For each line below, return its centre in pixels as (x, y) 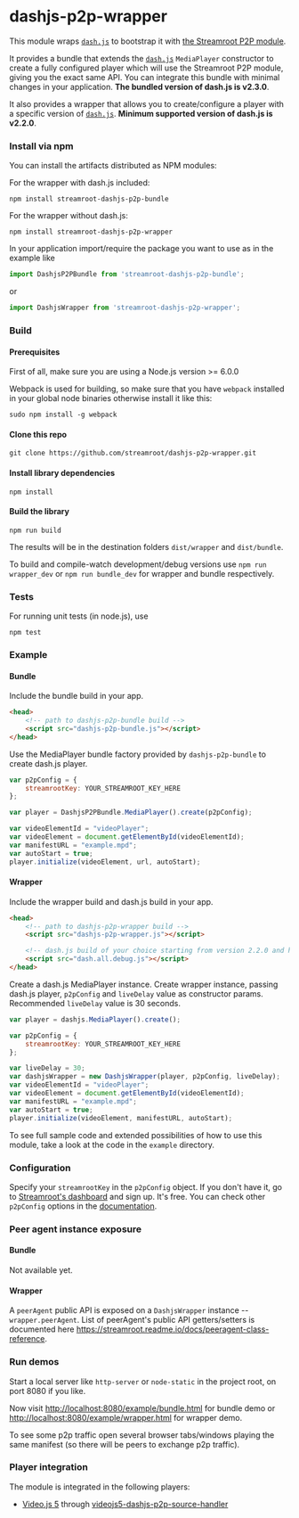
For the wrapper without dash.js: (69, 216)
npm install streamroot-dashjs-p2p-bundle (89, 199)
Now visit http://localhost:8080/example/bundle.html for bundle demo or (142, 1408)
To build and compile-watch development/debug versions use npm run (138, 564)
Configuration (40, 1168)
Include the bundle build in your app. (77, 696)
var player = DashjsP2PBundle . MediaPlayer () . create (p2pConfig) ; (131, 813)
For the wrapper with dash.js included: (80, 183)
